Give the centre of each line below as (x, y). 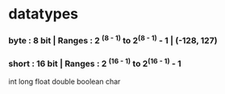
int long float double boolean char (65, 82)
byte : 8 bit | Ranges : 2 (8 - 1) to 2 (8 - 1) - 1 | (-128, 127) (113, 40)
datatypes (44, 14)
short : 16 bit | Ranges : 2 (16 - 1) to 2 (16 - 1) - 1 (95, 63)
